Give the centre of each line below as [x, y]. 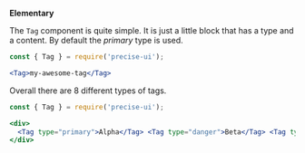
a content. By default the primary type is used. [96, 40]
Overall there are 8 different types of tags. [88, 91]
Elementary [32, 13]
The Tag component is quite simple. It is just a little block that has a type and [152, 30]
